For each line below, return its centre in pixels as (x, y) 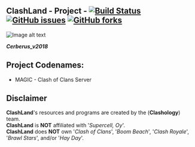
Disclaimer (27, 98)
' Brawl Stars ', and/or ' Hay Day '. (45, 138)
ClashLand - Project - (47, 11)
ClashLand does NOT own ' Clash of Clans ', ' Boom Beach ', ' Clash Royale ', (98, 131)
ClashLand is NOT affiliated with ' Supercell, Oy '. (66, 125)
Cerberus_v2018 (27, 46)
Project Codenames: (45, 65)
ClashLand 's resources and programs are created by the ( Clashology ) (93, 113)
